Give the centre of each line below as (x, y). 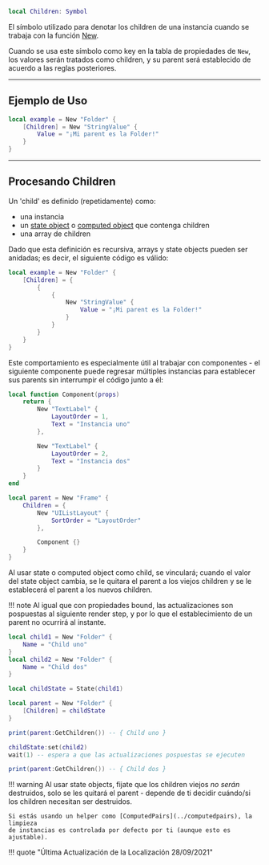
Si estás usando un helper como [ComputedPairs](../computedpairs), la (130, 816)
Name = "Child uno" (55, 644)
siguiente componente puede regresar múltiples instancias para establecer (132, 371)
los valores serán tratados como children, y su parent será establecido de (130, 59)
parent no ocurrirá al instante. (57, 622)
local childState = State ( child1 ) (66, 689)
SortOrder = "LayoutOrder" (96, 520)
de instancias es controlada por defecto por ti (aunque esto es (119, 830)
